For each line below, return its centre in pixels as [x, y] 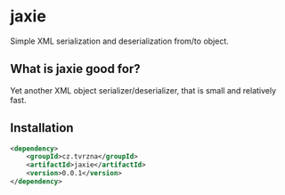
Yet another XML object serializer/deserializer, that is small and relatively [143, 90]
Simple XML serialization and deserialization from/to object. [120, 41]
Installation [42, 128]
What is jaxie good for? [75, 69]
